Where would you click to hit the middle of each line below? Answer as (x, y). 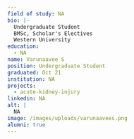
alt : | (17, 105)
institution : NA (31, 79)
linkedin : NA (26, 99)
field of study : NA (36, 14)
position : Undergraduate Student (56, 66)
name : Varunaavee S (36, 60)
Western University (42, 40)
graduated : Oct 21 (34, 72)
